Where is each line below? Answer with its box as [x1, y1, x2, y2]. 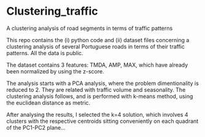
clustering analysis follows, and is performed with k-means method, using [6, 92, 193, 100]
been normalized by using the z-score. [6, 67, 104, 75]
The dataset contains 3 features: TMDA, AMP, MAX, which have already [6, 61, 188, 68]
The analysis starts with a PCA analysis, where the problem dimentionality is [6, 80, 199, 87]
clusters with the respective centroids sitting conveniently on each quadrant [6, 117, 199, 125]
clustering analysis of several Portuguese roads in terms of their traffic [6, 43, 185, 50]
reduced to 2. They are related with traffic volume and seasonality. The [6, 86, 186, 93]
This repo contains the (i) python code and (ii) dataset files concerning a [6, 36, 190, 43]
